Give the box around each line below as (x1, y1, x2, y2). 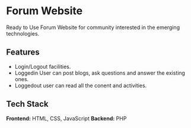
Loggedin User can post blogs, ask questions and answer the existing (14, 69, 186, 76)
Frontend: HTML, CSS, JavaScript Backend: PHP (6, 114, 127, 122)
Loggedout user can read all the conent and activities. (14, 82, 147, 89)
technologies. (6, 30, 40, 37)
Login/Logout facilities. (14, 63, 71, 70)
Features (6, 47, 40, 57)
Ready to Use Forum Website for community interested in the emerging (6, 24, 180, 31)
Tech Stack (6, 99, 49, 109)
